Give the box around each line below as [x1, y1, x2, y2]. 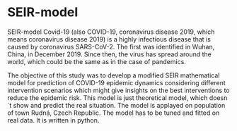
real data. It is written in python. [7, 116, 100, 124]
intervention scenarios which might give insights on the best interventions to [7, 86, 230, 94]
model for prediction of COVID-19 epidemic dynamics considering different [7, 78, 226, 87]
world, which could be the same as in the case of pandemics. [7, 57, 186, 65]
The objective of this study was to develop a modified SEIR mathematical [7, 71, 220, 80]
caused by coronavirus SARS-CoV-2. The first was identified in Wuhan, [7, 42, 215, 51]
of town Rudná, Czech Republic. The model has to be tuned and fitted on [7, 108, 220, 117]
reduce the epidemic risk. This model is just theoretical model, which [7, 93, 208, 102]
